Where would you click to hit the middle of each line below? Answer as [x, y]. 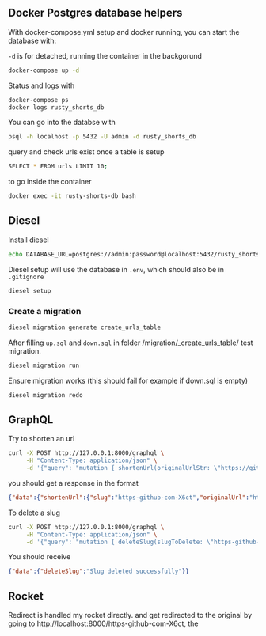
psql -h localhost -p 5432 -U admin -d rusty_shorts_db [102, 137]
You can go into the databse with [62, 123]
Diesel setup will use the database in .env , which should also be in [116, 269]
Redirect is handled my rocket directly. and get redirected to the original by [130, 615]
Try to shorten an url [42, 439]
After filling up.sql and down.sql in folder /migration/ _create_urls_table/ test [131, 343]
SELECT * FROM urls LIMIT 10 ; [58, 167]
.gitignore [26, 277]
